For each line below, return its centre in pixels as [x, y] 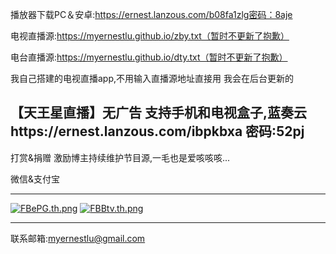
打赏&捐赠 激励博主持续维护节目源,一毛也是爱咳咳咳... [120, 157]
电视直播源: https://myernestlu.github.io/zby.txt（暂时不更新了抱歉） [150, 36]
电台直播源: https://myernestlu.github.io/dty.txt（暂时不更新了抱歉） [149, 57]
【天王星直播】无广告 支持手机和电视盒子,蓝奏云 [158, 113]
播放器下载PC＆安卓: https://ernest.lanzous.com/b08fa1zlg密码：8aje [151, 14]
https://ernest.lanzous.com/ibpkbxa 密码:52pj [157, 131]
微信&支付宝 [35, 179]
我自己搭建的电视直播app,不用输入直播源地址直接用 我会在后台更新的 [152, 78]
